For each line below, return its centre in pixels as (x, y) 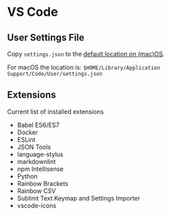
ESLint (26, 139)
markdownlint (36, 161)
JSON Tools (34, 147)
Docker (27, 132)
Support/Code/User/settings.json (55, 74)
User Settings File (46, 38)
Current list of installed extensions (56, 112)
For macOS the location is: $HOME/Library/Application (84, 67)
